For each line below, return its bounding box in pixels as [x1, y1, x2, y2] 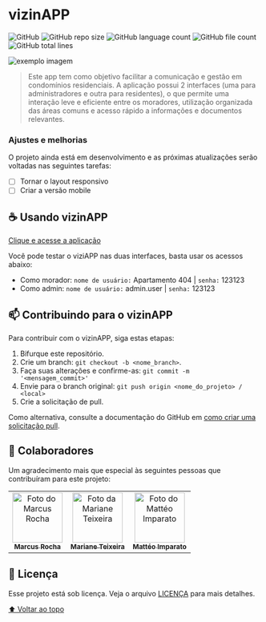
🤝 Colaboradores [8, 444, 95, 458]
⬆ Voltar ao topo [8, 604, 65, 614]
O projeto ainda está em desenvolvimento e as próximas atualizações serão [8, 152, 258, 162]
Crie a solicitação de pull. [19, 397, 104, 406]
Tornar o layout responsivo [19, 176, 109, 186]
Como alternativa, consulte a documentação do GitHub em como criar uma [8, 412, 256, 422]
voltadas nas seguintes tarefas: [8, 161, 112, 171]
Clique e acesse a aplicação [8, 236, 102, 245]
